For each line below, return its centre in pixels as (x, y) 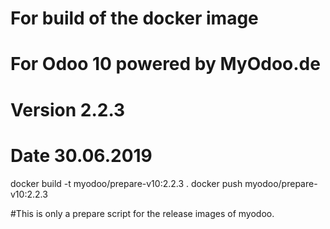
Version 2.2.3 (68, 109)
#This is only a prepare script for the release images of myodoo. (142, 213)
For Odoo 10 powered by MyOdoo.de (165, 64)
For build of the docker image (134, 18)
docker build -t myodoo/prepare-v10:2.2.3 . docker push (126, 183)
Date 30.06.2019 (81, 155)
